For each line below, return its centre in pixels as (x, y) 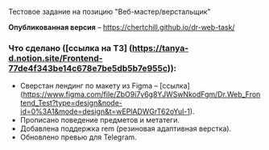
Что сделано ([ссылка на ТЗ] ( (70, 48)
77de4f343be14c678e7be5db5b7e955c (88, 68)
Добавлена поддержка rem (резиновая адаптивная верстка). (126, 129)
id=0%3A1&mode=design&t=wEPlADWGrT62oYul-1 (105, 111)
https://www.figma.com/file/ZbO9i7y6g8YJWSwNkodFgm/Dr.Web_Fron (142, 94)
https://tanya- (160, 48)
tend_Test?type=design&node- (71, 103)
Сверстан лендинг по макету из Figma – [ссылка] (105, 86)
